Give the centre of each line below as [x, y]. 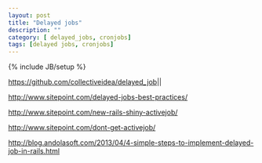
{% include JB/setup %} [47, 67]
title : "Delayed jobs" [45, 23]
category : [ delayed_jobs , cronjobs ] [70, 37]
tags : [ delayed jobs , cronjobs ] [61, 45]
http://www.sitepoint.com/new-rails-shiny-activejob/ [93, 112]
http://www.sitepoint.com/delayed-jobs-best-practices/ [98, 97]
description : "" [35, 30]
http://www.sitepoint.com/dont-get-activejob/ [82, 128]
